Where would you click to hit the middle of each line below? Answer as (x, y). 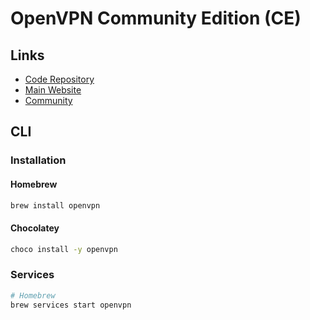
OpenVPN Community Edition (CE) (156, 18)
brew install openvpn (55, 205)
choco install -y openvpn (64, 249)
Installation (38, 160)
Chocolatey (35, 228)
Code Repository (59, 79)
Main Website (53, 90)
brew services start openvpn (71, 305)
